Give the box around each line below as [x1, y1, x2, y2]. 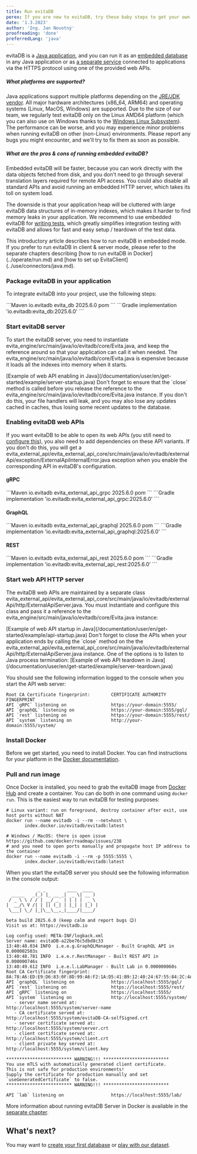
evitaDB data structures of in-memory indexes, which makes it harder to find [6, 207, 191, 214]
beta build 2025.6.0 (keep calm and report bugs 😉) [6, 917, 137, 924]
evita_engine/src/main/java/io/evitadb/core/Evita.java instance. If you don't [6, 391, 188, 398]
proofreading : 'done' [6, 31, 59, 36]
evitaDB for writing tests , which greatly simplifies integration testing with [6, 220, 181, 227]
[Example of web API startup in [6, 625, 81, 632]
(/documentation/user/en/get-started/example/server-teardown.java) [6, 662, 174, 669]
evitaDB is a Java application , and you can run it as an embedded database [6, 52, 188, 59]
